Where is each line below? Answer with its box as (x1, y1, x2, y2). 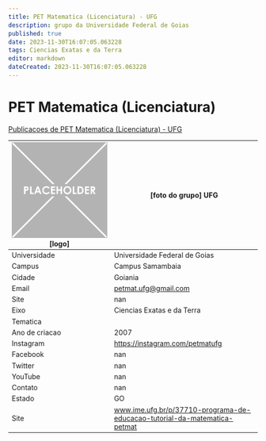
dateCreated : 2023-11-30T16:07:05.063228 (8, 63, 147, 71)
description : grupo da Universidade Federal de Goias (8, 21, 190, 29)
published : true (8, 29, 62, 37)
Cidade (11, 272, 36, 282)
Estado (11, 393, 35, 404)
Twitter (11, 361, 35, 370)
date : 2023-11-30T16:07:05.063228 (8, 38, 123, 46)
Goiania (113, 272, 139, 282)
